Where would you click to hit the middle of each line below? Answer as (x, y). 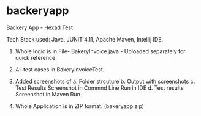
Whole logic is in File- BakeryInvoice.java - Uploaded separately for (100, 51)
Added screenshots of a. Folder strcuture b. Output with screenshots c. (105, 81)
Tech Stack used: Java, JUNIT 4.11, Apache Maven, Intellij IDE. (85, 39)
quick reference (35, 57)
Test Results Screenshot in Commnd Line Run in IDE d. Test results (99, 88)
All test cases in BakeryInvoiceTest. (60, 69)
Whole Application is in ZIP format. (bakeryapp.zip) (80, 106)
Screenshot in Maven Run (48, 94)
